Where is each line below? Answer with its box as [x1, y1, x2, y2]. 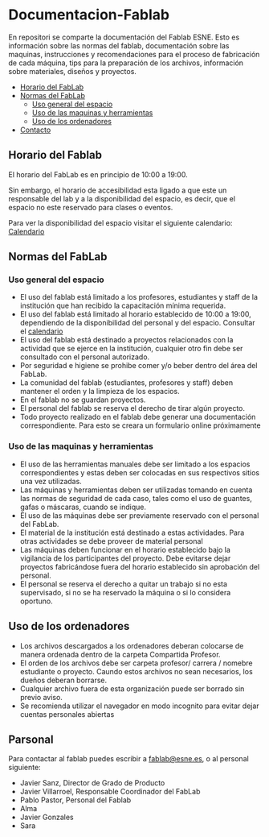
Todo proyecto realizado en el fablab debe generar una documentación [19, 412, 256, 422]
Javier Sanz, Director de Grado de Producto [19, 778, 165, 788]
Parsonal [8, 732, 54, 746]
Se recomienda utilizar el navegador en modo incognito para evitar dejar [19, 701, 259, 711]
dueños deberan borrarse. [19, 675, 108, 685]
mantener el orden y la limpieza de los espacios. [19, 387, 180, 396]
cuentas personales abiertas [19, 709, 115, 719]
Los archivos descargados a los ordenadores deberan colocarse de [19, 640, 244, 650]
